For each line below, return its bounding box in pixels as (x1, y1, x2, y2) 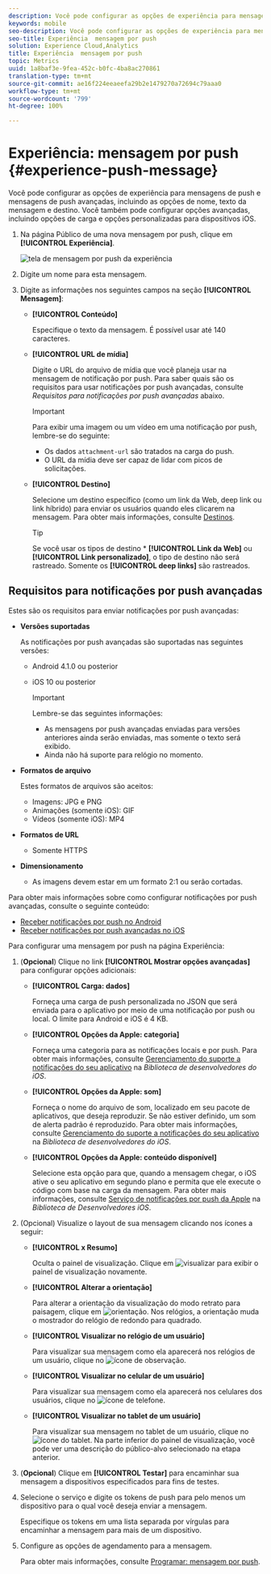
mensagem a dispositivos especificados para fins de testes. (19, 1476, 219, 1486)
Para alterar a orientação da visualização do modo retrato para (31, 1298, 240, 1308)
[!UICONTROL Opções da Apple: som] (31, 1086, 162, 1097)
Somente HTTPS (31, 845, 88, 855)
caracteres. (31, 333, 70, 344)
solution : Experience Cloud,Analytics (8, 42, 139, 50)
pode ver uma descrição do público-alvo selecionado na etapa (31, 1444, 241, 1453)
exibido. (44, 741, 71, 751)
